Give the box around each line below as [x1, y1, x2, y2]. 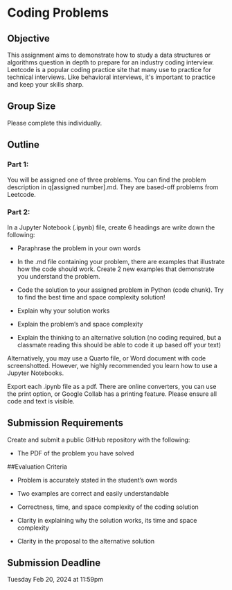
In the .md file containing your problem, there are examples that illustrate [17, 257, 225, 266]
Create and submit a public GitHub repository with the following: [7, 435, 190, 444]
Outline [7, 139, 39, 150]
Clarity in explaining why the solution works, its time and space [17, 516, 197, 524]
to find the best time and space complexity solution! [17, 293, 166, 301]
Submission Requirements [7, 417, 123, 429]
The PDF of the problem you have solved [17, 449, 134, 457]
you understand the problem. [17, 272, 100, 280]
